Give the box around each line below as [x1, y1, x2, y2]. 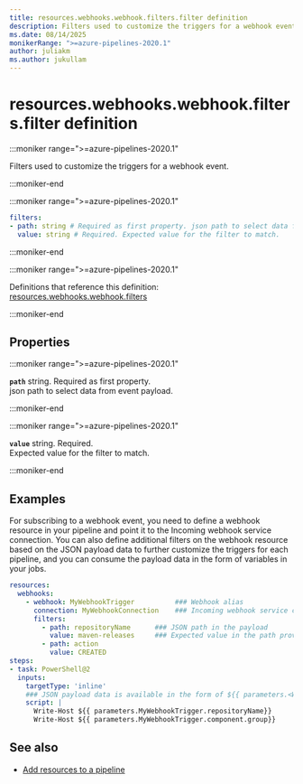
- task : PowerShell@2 [9, 665, 91, 674]
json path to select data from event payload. [9, 386, 173, 397]
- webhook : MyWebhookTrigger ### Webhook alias [25, 597, 244, 606]
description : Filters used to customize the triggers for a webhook [9, 22, 272, 31]
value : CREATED [49, 648, 106, 658]
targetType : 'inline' [25, 681, 106, 691]
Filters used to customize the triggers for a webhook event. [9, 160, 229, 172]
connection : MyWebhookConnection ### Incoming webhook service [32, 606, 289, 615]
